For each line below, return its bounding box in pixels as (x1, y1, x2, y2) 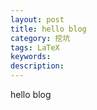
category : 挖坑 (10, 33, 71, 43)
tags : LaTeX (10, 42, 60, 53)
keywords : (10, 52, 52, 62)
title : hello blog (10, 24, 87, 34)
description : (10, 61, 65, 71)
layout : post (10, 14, 65, 25)
